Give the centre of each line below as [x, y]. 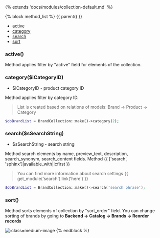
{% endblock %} [73, 230]
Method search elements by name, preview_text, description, [67, 154]
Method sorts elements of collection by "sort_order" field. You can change [80, 210]
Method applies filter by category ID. [42, 98]
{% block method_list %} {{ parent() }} [44, 16]
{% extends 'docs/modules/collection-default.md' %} [59, 7]
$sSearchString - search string [43, 144]
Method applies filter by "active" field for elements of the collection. [73, 65]
